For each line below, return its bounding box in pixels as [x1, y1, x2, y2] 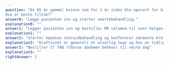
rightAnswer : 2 [5, 54, 37, 59]
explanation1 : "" [5, 31, 42, 36]
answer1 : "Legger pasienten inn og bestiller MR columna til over [5, 26, 147, 31]
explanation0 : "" [5, 21, 42, 27]
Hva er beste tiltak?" [5, 12, 53, 17]
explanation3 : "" [5, 49, 42, 54]
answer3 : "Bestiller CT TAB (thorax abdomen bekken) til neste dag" [5, 45, 152, 50]
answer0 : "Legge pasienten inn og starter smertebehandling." [5, 17, 138, 22]
